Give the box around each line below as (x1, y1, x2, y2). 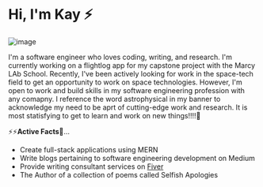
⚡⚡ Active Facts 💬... (8, 126, 70, 136)
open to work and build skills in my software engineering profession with (8, 85, 246, 95)
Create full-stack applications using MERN (19, 144, 158, 154)
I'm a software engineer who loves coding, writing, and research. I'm (8, 52, 232, 62)
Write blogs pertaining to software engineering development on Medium (19, 153, 256, 163)
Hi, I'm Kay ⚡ (8, 6, 93, 24)
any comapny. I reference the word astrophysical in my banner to (8, 94, 221, 103)
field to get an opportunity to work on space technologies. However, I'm (8, 77, 243, 87)
